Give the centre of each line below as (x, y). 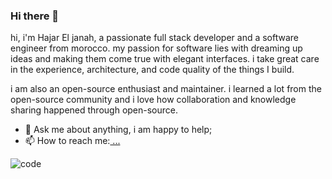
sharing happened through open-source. (94, 110)
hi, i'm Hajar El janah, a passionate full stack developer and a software (155, 38)
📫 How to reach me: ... (72, 141)
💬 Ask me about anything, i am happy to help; (118, 130)
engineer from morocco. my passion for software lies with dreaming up (156, 48)
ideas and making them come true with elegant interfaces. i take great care (165, 59)
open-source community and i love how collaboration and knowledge (153, 100)
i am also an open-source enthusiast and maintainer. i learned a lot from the (166, 89)
